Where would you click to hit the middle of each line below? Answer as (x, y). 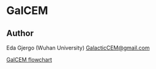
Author (20, 33)
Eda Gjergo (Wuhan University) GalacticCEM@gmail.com (78, 48)
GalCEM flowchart (29, 60)
